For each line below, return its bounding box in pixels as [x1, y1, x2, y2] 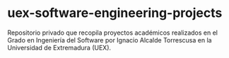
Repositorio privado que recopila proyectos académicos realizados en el [7, 28, 218, 37]
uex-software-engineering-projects [7, 5, 223, 21]
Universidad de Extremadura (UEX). [7, 43, 112, 52]
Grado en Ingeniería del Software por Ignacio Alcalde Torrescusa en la [7, 35, 212, 44]
